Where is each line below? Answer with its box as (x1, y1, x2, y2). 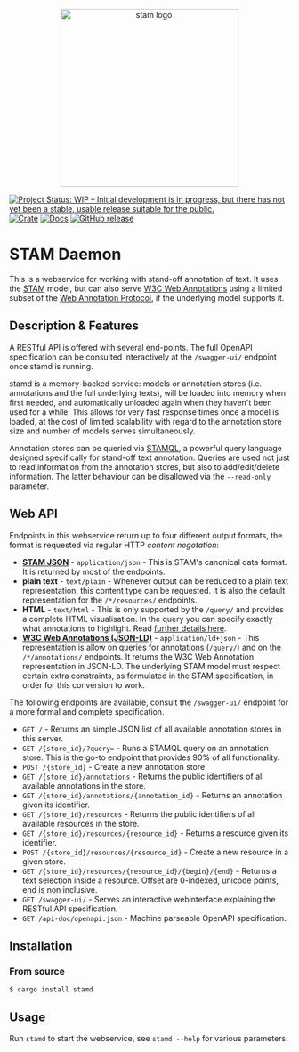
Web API (9, 506, 58, 522)
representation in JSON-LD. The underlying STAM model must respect (21, 660, 281, 671)
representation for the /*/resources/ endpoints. (21, 595, 198, 605)
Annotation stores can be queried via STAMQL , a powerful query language (9, 442, 282, 453)
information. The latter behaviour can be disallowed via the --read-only (9, 471, 271, 481)
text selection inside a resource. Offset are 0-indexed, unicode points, (21, 875, 279, 886)
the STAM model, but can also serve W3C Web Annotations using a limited (9, 283, 283, 294)
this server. (21, 732, 64, 743)
